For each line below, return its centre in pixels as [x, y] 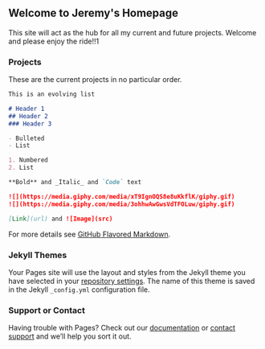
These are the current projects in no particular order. [95, 80]
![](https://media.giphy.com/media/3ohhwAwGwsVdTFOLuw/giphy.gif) [122, 204]
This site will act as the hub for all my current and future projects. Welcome [132, 32]
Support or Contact [47, 310]
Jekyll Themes [38, 255]
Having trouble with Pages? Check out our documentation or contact [122, 328]
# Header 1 [26, 109]
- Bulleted [26, 138]
